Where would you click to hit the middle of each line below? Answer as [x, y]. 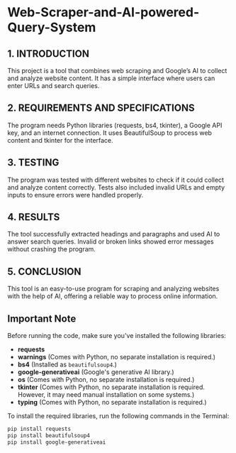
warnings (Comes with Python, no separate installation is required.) [117, 357]
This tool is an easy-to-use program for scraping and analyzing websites [113, 289]
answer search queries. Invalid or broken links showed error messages [111, 241]
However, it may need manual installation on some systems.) [106, 395]
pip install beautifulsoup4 [49, 435]
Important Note [42, 318]
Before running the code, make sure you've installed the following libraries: [117, 336]
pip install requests [39, 429]
